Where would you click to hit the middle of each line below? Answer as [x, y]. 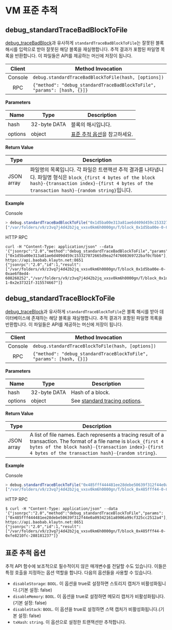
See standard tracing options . [106, 401]
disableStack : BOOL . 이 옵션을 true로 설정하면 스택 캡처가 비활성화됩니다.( [86, 609]
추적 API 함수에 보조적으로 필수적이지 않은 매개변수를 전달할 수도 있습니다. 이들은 [86, 566]
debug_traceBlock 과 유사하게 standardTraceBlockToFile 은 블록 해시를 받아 [82, 311]
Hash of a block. [90, 392]
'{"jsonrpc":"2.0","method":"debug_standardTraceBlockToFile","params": [84, 513]
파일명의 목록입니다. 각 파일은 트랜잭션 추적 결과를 [87, 169]
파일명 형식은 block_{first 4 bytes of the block [96, 177]
